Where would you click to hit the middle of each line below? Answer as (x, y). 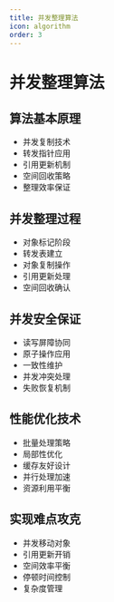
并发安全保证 (45, 319)
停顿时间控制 (46, 577)
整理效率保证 (46, 188)
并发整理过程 (45, 218)
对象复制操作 (46, 265)
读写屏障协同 (46, 342)
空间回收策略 (46, 176)
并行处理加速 (46, 476)
